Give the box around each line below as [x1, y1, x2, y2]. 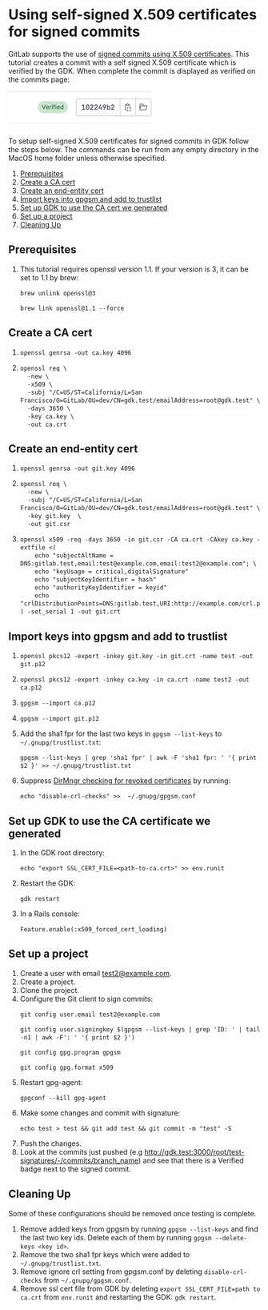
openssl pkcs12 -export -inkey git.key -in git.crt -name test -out [19, 653, 254, 661]
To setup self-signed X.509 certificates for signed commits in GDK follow [8, 136, 250, 146]
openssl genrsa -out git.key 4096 [19, 464, 135, 473]
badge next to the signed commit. [19, 1163, 132, 1174]
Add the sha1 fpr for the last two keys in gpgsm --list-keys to [19, 729, 222, 738]
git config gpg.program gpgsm [19, 1048, 122, 1056]
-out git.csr [27, 520, 71, 528]
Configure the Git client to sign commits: [19, 994, 154, 1003]
